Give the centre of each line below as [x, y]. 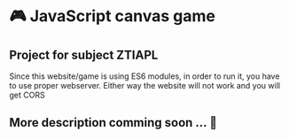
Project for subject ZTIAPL [84, 54]
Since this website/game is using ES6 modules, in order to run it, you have [144, 76]
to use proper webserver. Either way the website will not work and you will [145, 85]
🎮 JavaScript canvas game [112, 16]
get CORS [27, 95]
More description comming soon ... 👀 [113, 123]
